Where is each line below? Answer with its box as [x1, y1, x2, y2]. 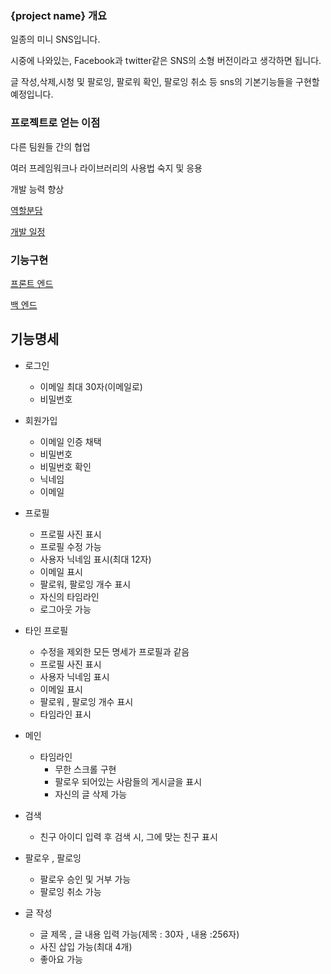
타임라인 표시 [39, 708, 92, 720]
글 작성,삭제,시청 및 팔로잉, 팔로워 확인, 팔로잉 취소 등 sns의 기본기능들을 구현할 [10, 76, 320, 88]
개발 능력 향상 [10, 183, 65, 195]
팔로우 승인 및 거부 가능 [39, 873, 132, 885]
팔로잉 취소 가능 [39, 885, 102, 897]
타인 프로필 [24, 624, 69, 636]
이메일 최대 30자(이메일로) [39, 380, 143, 392]
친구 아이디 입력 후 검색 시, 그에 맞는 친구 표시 [39, 830, 218, 842]
